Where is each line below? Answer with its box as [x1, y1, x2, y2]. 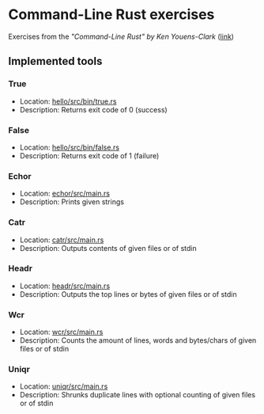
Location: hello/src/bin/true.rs [19, 97, 117, 106]
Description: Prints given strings [19, 197, 125, 207]
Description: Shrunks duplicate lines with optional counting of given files [19, 390, 255, 400]
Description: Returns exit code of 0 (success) [19, 104, 168, 114]
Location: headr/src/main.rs [19, 281, 111, 291]
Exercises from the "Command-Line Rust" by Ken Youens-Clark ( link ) [8, 32, 235, 41]
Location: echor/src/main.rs [19, 188, 111, 199]
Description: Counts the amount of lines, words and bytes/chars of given [19, 336, 257, 345]
